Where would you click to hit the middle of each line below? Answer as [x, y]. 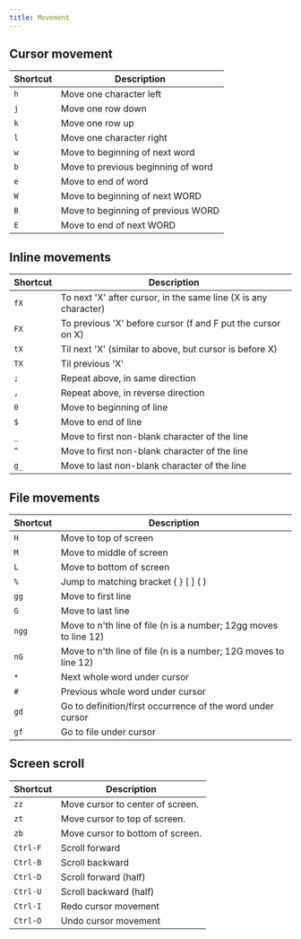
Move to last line [95, 611]
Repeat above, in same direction [129, 378]
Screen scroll [47, 764]
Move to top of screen [107, 538]
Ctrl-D [28, 877]
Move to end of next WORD [119, 225]
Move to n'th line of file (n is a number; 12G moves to [173, 651]
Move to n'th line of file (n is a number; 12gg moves [170, 626]
